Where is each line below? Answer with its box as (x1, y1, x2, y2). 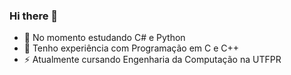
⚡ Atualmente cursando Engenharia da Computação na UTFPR (23, 54, 282, 66)
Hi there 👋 (9, 9, 59, 23)
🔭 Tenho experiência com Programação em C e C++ (23, 42, 240, 54)
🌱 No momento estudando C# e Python (23, 32, 186, 44)
